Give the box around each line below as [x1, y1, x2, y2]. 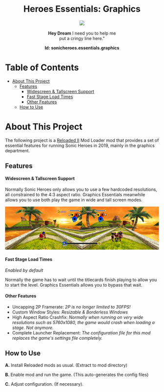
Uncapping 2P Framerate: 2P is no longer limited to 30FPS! [12, 304, 131, 309]
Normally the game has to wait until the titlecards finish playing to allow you [5, 277, 157, 283]
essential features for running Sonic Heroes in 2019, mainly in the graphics [5, 143, 155, 148]
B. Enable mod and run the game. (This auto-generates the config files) [5, 371, 149, 377]
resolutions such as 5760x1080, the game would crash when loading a [12, 319, 155, 325]
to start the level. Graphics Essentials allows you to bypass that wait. [5, 282, 143, 288]
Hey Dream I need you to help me [48, 30, 116, 36]
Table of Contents [5, 62, 79, 73]
